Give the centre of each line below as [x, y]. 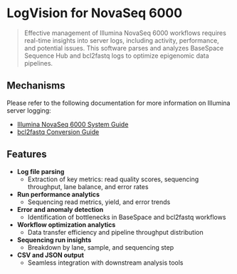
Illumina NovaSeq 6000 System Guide [73, 124]
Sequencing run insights [54, 240]
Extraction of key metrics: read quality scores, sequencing [113, 179]
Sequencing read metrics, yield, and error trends [99, 202]
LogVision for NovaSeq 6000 [95, 13]
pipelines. [38, 63]
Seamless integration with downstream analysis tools [105, 263]
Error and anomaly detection [60, 209]
